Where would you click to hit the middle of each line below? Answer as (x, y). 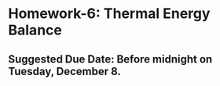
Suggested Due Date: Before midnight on (110, 59)
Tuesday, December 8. (65, 71)
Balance (35, 30)
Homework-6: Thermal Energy (109, 14)
